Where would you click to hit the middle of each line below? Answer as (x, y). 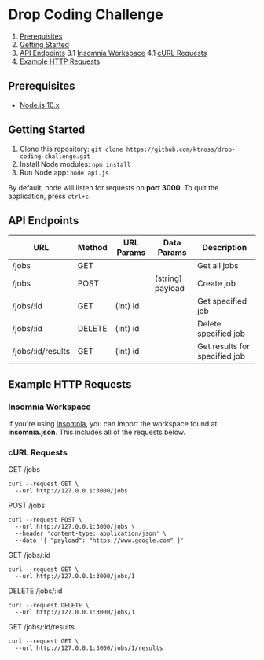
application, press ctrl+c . (49, 196)
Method (92, 248)
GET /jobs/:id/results (42, 627)
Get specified (222, 301)
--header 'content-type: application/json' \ (91, 534)
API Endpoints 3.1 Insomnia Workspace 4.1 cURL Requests (113, 53)
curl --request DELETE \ (49, 606)
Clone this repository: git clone (71, 149)
